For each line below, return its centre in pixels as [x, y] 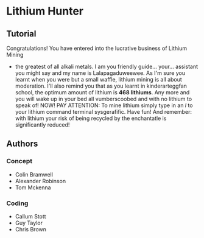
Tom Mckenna [33, 187]
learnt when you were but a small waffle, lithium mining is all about [99, 79]
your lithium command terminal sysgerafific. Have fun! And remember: [104, 112]
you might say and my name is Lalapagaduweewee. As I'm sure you [100, 73]
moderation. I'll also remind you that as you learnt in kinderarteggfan [101, 86]
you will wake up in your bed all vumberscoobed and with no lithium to [104, 99]
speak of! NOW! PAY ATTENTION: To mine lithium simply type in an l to [104, 105]
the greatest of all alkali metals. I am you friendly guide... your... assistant [107, 66]
